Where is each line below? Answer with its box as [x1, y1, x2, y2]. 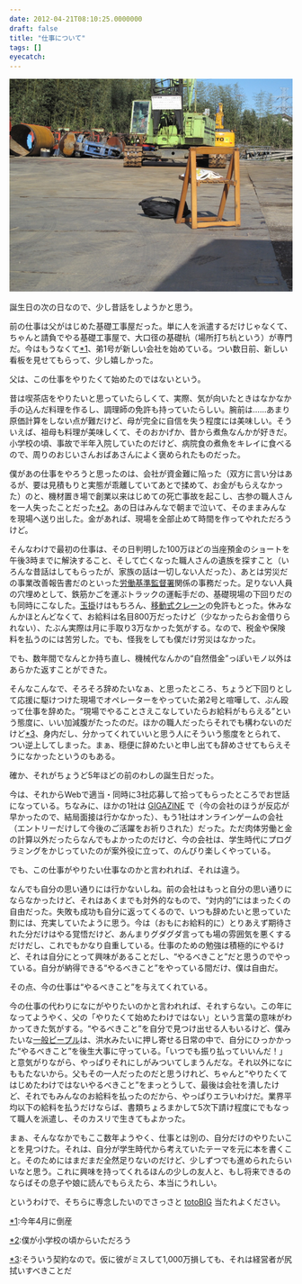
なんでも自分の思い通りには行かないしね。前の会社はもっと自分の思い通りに [9, 883, 293, 895]
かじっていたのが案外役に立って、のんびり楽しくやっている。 [48, 845, 276, 856]
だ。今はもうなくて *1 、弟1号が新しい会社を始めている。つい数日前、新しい [9, 343, 289, 355]
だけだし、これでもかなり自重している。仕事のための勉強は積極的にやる [9, 940, 277, 951]
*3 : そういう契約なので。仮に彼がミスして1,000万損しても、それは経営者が [9, 1254, 285, 1265]
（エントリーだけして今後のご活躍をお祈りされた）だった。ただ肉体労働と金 [9, 823, 293, 834]
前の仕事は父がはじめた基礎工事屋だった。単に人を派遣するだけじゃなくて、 [9, 321, 292, 332]
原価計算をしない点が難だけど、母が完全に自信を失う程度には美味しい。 [9, 415, 277, 427]
